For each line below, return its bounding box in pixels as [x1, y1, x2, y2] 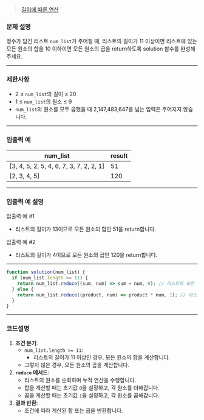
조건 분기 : [15, 339, 38, 346]
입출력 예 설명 [6, 197, 44, 206]
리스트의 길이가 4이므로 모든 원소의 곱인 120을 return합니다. [15, 251, 158, 259]
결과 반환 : [15, 399, 38, 407]
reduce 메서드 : [15, 368, 50, 376]
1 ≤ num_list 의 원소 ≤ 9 [15, 97, 72, 105]
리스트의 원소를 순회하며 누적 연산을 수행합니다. [24, 376, 137, 383]
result [110, 152, 128, 160]
